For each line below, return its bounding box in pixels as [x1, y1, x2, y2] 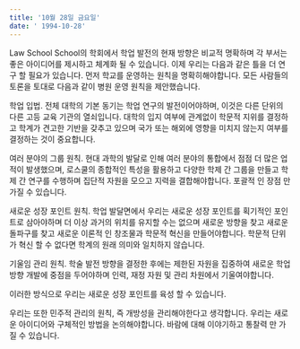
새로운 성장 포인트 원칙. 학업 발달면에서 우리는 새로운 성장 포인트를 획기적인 [9, 205, 272, 216]
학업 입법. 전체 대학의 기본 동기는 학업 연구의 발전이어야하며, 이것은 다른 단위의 [9, 100, 284, 110]
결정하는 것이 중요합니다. [9, 134, 96, 144]
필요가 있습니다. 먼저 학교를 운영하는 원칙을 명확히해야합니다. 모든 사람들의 [28, 69, 289, 81]
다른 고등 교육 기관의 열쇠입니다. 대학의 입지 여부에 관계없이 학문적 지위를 [9, 111, 265, 122]
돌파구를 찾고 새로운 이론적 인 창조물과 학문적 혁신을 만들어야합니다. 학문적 [9, 228, 270, 239]
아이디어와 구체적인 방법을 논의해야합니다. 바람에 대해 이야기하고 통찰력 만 [18, 318, 278, 329]
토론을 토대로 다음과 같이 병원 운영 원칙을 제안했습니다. [9, 81, 201, 92]
